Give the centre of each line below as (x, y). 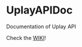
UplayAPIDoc (40, 10)
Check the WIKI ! (26, 38)
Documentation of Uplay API (41, 26)
